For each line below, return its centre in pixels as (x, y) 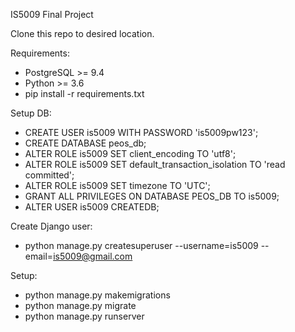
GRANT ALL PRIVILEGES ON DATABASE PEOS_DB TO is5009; (152, 196)
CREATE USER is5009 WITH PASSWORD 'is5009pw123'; (141, 132)
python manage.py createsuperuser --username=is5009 (141, 245)
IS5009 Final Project (52, 14)
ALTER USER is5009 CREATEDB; (92, 207)
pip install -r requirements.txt (84, 93)
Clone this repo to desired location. (82, 33)
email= (39, 256)
